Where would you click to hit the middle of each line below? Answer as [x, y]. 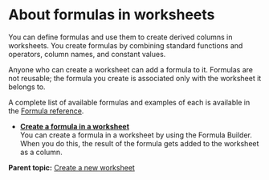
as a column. [41, 152]
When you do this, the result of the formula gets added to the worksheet [139, 143]
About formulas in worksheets [112, 15]
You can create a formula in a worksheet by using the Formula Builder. [136, 135]
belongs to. [27, 87]
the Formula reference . [46, 111]
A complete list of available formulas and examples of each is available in [129, 102]
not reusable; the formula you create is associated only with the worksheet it [135, 78]
